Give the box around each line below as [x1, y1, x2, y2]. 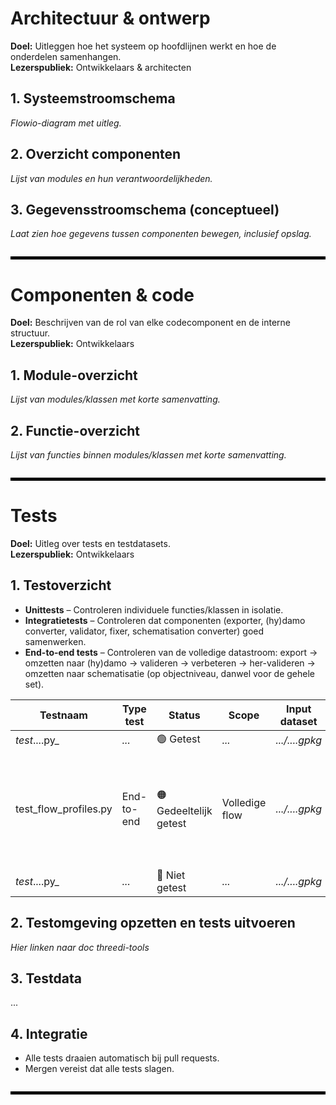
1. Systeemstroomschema [10, 90, 176, 107]
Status [168, 708, 201, 722]
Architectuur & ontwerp [10, 7, 211, 30]
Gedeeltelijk [156, 804, 213, 818]
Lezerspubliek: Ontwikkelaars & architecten [10, 61, 192, 73]
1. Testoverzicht [10, 577, 112, 594]
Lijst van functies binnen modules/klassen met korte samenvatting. [10, 448, 287, 461]
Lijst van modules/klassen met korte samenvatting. [10, 393, 221, 406]
